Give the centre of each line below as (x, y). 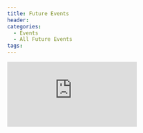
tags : (15, 46)
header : (18, 20)
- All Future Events (43, 39)
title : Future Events (38, 14)
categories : (24, 26)
